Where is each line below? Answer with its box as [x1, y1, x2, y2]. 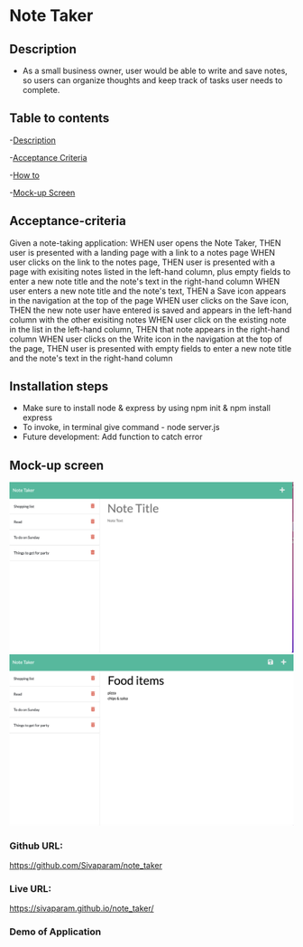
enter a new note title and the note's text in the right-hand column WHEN [9, 276, 280, 286]
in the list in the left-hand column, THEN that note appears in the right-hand [9, 323, 290, 334]
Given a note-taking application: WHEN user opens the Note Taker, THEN [9, 237, 281, 248]
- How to [9, 169, 41, 181]
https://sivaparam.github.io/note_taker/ [9, 903, 155, 914]
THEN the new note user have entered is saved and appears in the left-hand [9, 305, 292, 315]
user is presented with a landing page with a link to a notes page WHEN [9, 247, 276, 258]
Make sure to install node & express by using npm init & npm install [22, 403, 271, 414]
